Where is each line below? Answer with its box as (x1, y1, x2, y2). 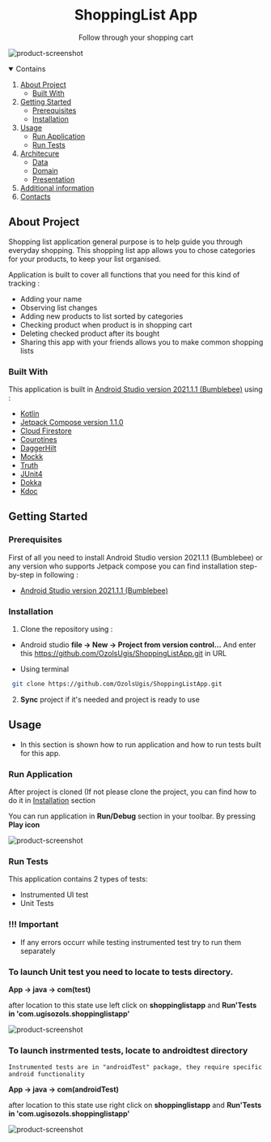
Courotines (19, 435, 57, 444)
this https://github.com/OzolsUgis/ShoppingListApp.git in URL (19, 649, 227, 659)
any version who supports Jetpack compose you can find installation (8, 561, 239, 571)
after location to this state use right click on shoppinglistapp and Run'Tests (8, 1101, 262, 1110)
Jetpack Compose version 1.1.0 (19, 418, 124, 427)
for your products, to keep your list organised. (8, 254, 162, 264)
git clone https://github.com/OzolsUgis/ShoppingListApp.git (11, 680, 222, 689)
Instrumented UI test (19, 890, 89, 899)
